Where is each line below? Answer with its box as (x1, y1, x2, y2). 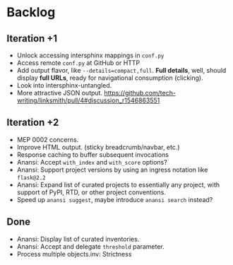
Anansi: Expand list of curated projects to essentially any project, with (16, 180, 220, 189)
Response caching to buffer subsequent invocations (16, 150, 169, 159)
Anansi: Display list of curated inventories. (16, 235, 140, 243)
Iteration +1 (6, 33, 58, 45)
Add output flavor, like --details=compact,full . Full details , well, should (16, 66, 227, 74)
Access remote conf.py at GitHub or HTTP (16, 59, 141, 67)
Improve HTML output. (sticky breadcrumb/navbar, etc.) (16, 143, 181, 151)
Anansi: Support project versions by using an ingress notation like (16, 165, 208, 174)
